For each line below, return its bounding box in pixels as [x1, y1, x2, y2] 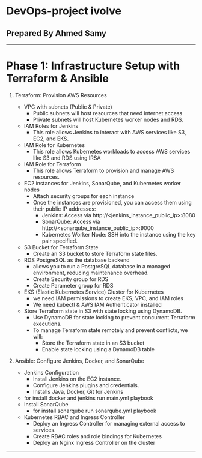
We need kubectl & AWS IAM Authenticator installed [32, 301, 162, 308]
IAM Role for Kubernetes [23, 141, 85, 148]
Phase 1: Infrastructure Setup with [6, 59, 180, 73]
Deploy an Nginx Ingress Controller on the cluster [32, 439, 156, 446]
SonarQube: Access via [41, 218, 100, 225]
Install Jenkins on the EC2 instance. [32, 375, 121, 382]
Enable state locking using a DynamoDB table [41, 345, 155, 352]
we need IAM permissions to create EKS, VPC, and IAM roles [32, 294, 183, 301]
